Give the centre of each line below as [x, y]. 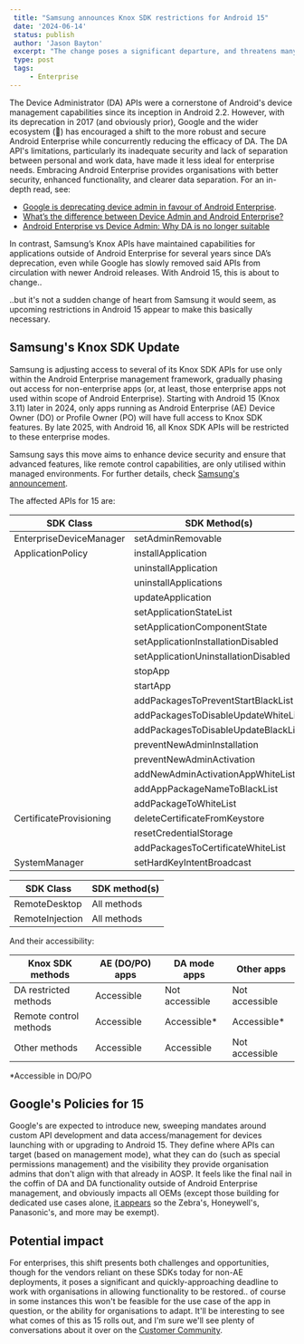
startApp [153, 685]
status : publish [44, 34]
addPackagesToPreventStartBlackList [214, 701]
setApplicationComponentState [201, 626]
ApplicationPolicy [51, 553]
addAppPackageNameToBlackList [206, 788]
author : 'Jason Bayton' [58, 43]
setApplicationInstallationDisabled [206, 642]
